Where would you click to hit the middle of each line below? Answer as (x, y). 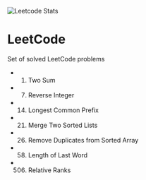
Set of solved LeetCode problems (56, 59)
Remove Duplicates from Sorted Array (83, 140)
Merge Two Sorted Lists (63, 125)
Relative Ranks (49, 170)
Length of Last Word (58, 155)
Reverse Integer (51, 95)
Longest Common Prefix (63, 110)
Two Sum (42, 80)
